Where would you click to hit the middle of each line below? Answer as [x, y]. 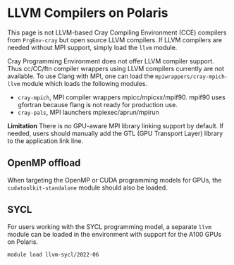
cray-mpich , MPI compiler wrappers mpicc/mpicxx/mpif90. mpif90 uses [121, 97]
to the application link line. [45, 141]
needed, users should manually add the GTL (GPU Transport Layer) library [115, 133]
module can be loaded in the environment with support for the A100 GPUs [115, 234]
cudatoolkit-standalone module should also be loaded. [87, 187]
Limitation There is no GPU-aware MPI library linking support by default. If [116, 125]
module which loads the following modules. [85, 83]
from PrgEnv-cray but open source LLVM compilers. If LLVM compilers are [115, 39]
